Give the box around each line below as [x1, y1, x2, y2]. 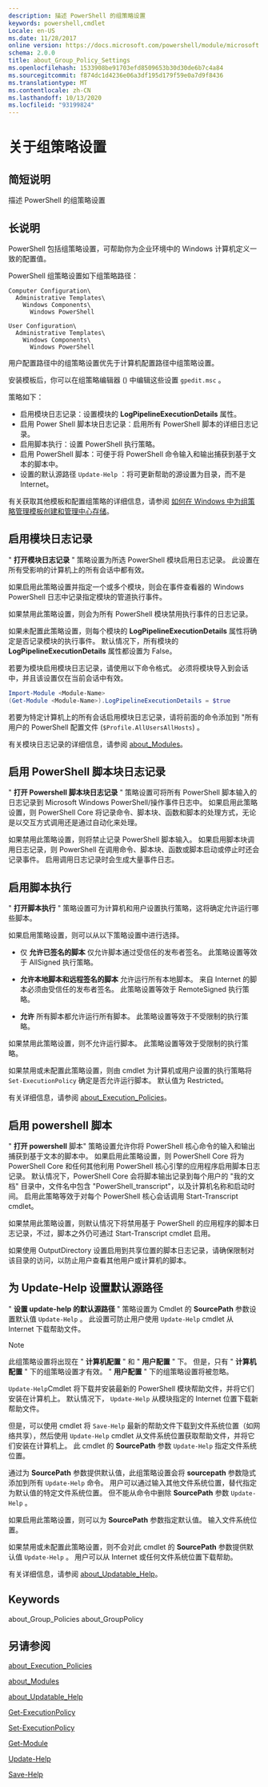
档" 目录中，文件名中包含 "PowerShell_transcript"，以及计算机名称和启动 [8, 1181, 248, 1191]
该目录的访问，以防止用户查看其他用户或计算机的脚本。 [8, 1255, 190, 1265]
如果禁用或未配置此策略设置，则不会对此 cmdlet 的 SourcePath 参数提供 [8, 1542, 247, 1551]
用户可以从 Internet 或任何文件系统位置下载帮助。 [74, 1552, 238, 1562]
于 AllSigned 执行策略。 [19, 957, 98, 967]
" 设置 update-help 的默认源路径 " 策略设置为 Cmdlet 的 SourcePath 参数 [8, 1304, 250, 1313]
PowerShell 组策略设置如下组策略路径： [8, 270, 138, 281]
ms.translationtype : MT [8, 79, 88, 87]
